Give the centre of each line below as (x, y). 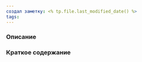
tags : (13, 17)
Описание (21, 37)
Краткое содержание (39, 53)
